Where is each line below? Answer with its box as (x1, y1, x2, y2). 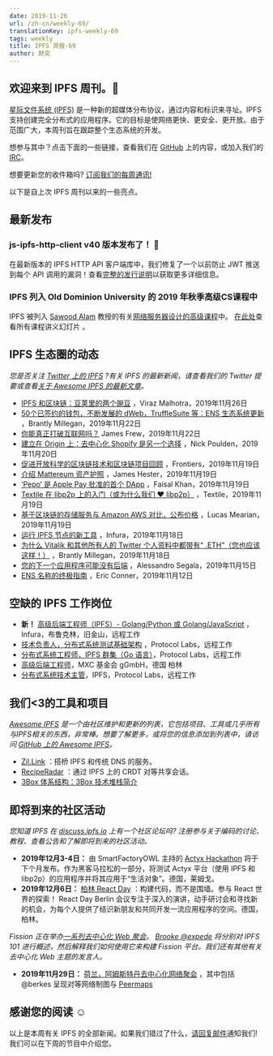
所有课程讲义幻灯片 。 (15, 321, 90, 331)
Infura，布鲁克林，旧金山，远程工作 (20, 629, 141, 639)
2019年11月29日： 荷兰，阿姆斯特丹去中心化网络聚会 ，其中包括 (20, 969, 236, 979)
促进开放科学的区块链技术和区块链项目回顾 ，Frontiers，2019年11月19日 (20, 459, 260, 469)
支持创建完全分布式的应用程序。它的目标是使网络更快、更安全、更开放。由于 (9, 114, 265, 124)
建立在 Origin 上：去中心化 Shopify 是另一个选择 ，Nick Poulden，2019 (20, 439, 258, 449)
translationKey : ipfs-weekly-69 (9, 27, 118, 35)
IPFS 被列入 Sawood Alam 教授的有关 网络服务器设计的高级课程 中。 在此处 (9, 311, 256, 321)
